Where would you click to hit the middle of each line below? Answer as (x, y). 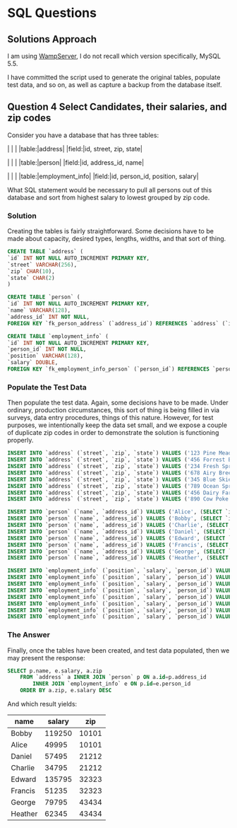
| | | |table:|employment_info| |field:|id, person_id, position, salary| (103, 176)
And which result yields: (42, 704)
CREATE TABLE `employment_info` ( (58, 336)
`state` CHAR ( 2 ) (31, 278)
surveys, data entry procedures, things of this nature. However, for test (110, 418)
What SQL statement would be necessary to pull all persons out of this (110, 189)
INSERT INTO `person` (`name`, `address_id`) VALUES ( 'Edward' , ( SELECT (116, 538)
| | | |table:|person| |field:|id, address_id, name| (76, 162)
